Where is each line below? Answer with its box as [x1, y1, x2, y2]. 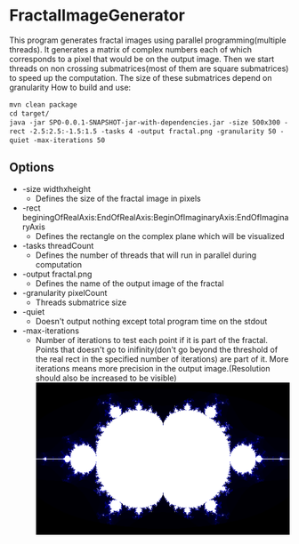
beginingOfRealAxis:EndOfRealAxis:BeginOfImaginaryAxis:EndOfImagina [21, 212, 289, 222]
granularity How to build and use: [9, 82, 132, 92]
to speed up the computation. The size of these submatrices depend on [9, 72, 272, 83]
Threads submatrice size [35, 297, 127, 308]
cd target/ [9, 108, 50, 118]
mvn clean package [9, 100, 77, 109]
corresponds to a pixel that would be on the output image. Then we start [9, 53, 275, 64]
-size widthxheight [21, 183, 92, 194]
